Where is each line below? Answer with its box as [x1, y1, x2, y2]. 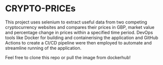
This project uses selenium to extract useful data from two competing [5, 19, 148, 25]
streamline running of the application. [5, 45, 82, 51]
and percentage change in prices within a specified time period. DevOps [5, 29, 153, 35]
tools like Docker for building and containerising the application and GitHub [5, 35, 159, 41]
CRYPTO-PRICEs [5, 3, 76, 14]
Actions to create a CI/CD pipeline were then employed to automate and [5, 40, 152, 45]
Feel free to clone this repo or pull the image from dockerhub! [5, 54, 131, 60]
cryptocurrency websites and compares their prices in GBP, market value [5, 24, 155, 30]
